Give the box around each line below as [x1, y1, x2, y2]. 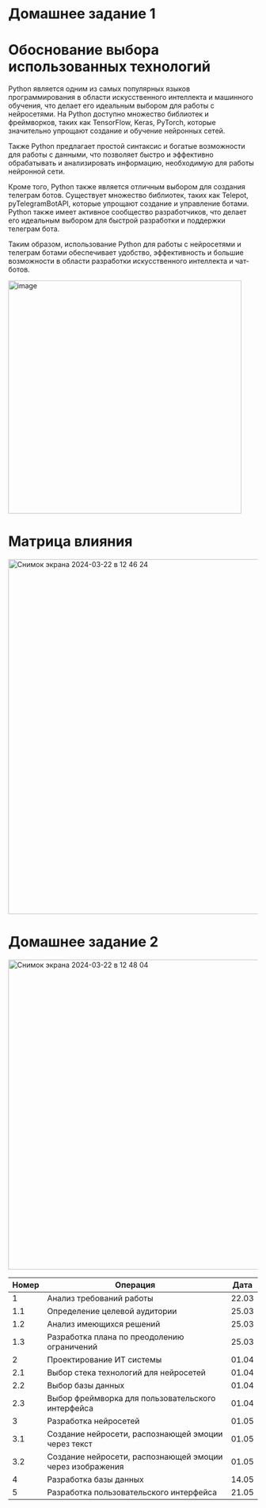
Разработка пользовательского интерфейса [47, 1487, 218, 1498]
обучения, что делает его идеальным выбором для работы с [8, 101, 215, 111]
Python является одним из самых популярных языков [8, 84, 191, 93]
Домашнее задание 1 [8, 5, 156, 23]
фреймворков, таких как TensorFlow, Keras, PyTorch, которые [8, 118, 216, 128]
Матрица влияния [8, 532, 133, 550]
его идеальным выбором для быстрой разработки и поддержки [8, 215, 226, 226]
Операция [114, 1280, 156, 1290]
